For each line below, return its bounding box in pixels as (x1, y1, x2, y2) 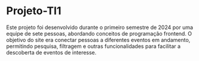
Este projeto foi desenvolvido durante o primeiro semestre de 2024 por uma (6, 24, 193, 31)
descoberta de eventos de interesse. (6, 49, 97, 56)
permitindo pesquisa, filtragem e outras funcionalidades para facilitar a (6, 43, 181, 50)
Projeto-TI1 (6, 4, 62, 18)
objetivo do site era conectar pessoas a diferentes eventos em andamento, (6, 36, 191, 43)
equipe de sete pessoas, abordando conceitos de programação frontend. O (6, 30, 192, 37)
